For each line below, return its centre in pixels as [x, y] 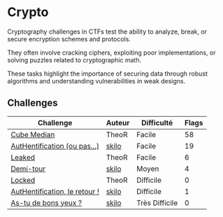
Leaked [23, 157]
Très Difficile [157, 202]
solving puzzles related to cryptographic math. [74, 59]
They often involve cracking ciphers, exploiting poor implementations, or [111, 52]
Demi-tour [28, 169]
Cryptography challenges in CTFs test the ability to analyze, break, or [107, 31]
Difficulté [157, 122]
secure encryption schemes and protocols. [69, 38]
